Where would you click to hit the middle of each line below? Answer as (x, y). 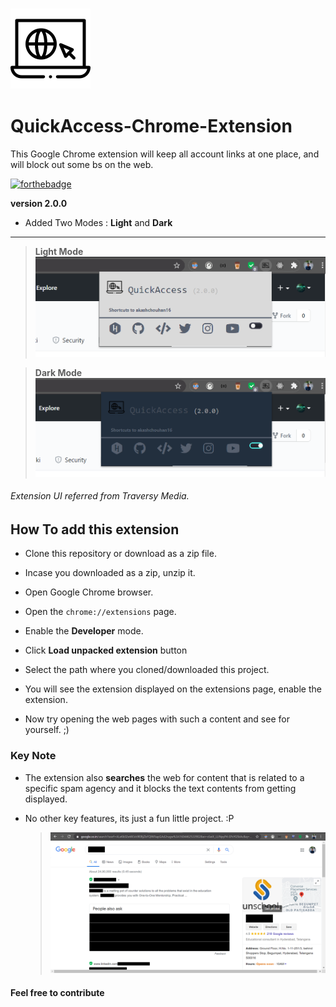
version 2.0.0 (39, 203)
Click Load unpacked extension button (106, 650)
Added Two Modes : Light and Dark (98, 222)
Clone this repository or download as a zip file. (120, 554)
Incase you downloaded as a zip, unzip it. (110, 573)
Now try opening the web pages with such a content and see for (157, 719)
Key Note (33, 756)
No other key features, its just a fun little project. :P (129, 818)
